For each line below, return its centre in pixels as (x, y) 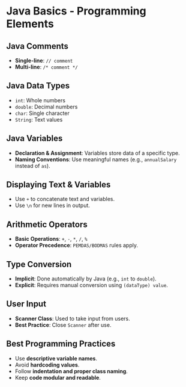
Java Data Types (38, 86)
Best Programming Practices (61, 344)
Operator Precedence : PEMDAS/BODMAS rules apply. (76, 246)
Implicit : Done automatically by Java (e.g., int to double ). (86, 279)
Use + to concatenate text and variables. (65, 199)
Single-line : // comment (44, 60)
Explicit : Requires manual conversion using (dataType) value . (91, 285)
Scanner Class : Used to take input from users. (72, 318)
